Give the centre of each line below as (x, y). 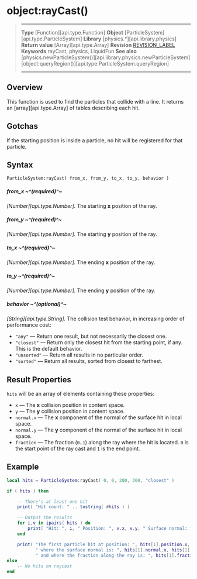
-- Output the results (45, 518)
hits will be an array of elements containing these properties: (80, 394)
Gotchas (23, 126)
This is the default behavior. (49, 349)
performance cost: (29, 325)
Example (23, 467)
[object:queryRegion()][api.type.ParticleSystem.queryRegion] (95, 63)
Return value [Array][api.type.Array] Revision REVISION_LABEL (98, 44)
